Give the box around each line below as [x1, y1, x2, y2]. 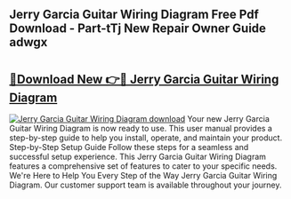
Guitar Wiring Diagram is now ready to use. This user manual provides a [9, 123, 273, 133]
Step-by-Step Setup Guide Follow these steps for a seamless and [9, 142, 249, 152]
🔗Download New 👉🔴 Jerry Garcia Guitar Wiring [9, 71, 279, 87]
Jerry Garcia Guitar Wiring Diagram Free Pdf [9, 7, 260, 22]
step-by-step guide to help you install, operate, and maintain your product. [9, 132, 283, 143]
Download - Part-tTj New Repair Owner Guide [9, 21, 267, 36]
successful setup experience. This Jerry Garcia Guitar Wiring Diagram [9, 151, 267, 162]
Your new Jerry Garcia [187, 114, 270, 123]
